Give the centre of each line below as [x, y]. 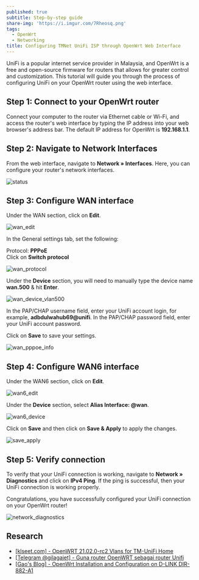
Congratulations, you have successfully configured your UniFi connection [98, 499]
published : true [27, 12]
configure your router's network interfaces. [60, 170]
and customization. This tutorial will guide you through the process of [93, 76]
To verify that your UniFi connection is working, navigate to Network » [95, 474]
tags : [13, 29]
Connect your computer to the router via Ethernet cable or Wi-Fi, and [93, 116]
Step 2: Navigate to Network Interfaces [82, 149]
